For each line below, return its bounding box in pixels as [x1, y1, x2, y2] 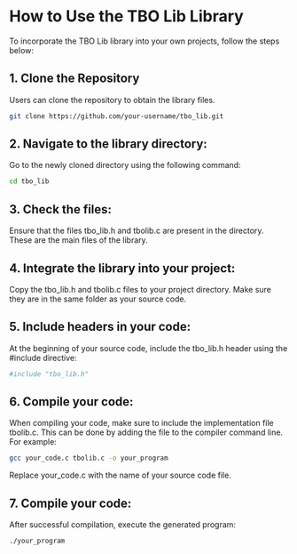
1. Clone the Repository [9, 71, 140, 86]
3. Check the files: [9, 202, 113, 217]
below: [9, 44, 34, 55]
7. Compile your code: [9, 495, 132, 510]
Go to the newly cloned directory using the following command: [9, 160, 241, 171]
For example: [9, 437, 58, 447]
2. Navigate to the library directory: [9, 136, 208, 152]
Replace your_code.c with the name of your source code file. [9, 470, 232, 481]
